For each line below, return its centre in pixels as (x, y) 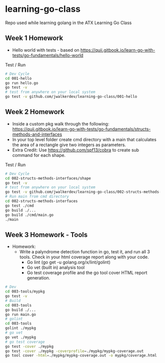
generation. (39, 278)
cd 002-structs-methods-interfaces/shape (48, 178)
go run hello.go (22, 83)
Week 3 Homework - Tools (46, 235)
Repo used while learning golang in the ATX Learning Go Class (68, 23)
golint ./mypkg (21, 328)
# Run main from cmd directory (37, 197)
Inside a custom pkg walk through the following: (61, 123)
